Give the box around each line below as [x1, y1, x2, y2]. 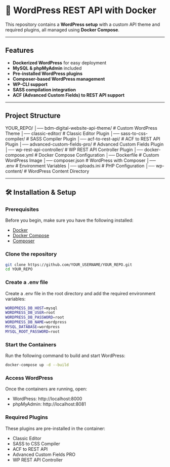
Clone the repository [5, 250, 57, 258]
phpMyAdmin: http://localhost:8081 [12, 401, 86, 407]
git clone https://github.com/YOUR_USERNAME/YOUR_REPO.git [5, 262, 133, 267]
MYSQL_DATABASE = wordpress [5, 325, 60, 330]
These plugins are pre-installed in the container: [5, 425, 105, 432]
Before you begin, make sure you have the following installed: [5, 218, 134, 224]
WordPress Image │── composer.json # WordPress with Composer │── [5, 157, 156, 163]
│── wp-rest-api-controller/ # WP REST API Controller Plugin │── [5, 147, 143, 153]
